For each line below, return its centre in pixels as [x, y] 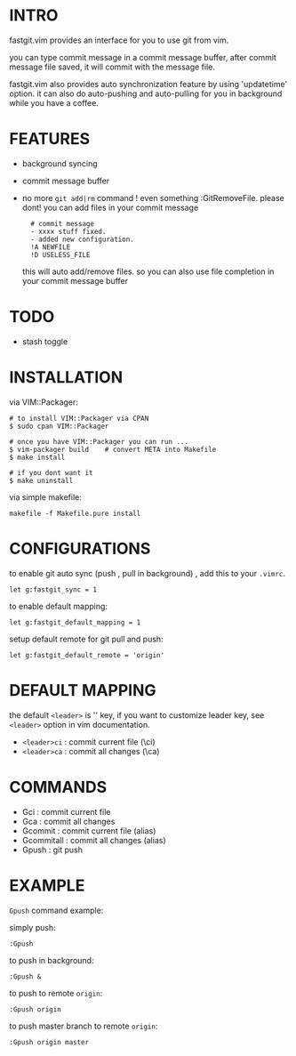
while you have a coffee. [54, 102]
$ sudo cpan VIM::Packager [59, 426]
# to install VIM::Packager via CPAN [79, 418]
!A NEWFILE [51, 247]
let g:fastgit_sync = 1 [53, 589]
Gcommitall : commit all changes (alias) [94, 840]
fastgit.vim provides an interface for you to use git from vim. [119, 40]
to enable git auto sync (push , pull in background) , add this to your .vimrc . [148, 573]
